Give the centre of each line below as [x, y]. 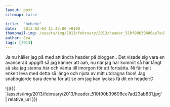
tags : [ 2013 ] [19, 43]
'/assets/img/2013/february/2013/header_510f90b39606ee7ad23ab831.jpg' [84, 94]
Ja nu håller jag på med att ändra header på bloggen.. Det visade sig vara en [85, 57]
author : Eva [18, 38]
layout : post [19, 10]
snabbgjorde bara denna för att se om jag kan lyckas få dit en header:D [79, 79]
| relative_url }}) [22, 99]
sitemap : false [21, 15]
